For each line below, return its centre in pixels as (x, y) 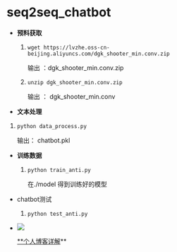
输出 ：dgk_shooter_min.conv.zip (75, 67)
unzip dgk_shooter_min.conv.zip (75, 82)
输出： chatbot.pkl (43, 140)
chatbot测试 (34, 199)
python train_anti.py (59, 170)
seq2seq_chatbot (59, 12)
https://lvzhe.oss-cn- (77, 47)
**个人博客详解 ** (42, 241)
